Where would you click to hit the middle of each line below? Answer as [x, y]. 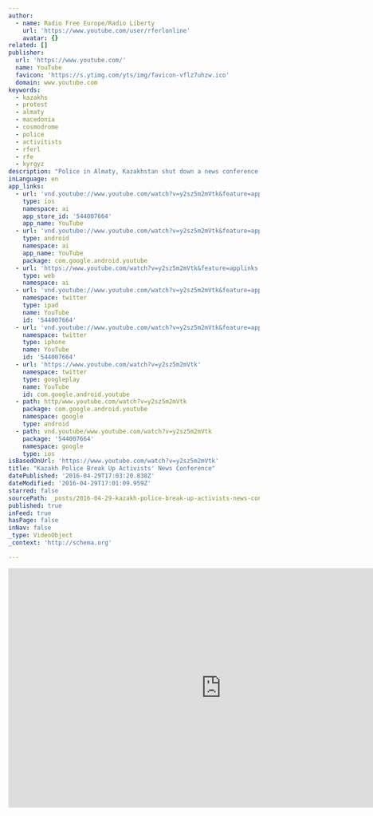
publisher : [26, 53]
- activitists [39, 142]
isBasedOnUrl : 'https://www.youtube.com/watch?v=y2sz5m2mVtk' [114, 461]
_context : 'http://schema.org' [60, 543]
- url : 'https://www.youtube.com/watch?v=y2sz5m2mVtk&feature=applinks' [139, 268]
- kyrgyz [30, 164]
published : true [35, 505]
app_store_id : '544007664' [67, 216]
